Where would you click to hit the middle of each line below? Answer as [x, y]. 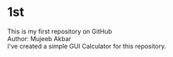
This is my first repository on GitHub [60, 31]
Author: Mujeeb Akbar [39, 38]
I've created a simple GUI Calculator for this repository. [87, 46]
